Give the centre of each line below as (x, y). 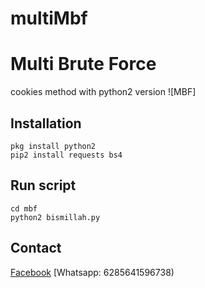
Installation (46, 123)
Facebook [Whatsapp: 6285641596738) (92, 272)
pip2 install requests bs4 (66, 155)
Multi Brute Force (83, 64)
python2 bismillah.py (55, 217)
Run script (43, 185)
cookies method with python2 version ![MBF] (103, 92)
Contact (36, 248)
